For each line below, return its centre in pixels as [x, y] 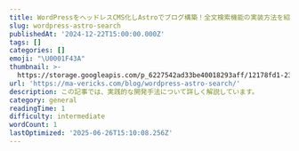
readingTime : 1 [37, 108]
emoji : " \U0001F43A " [48, 59]
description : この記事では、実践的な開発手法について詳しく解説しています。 [134, 91]
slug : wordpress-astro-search [65, 26]
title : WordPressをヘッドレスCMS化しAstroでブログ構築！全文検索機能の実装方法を [146, 17]
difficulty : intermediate [57, 116]
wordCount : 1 [33, 125]
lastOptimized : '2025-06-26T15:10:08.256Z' [91, 133]
